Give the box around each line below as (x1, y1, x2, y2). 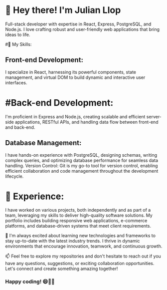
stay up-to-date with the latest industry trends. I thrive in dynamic (5, 238, 141, 244)
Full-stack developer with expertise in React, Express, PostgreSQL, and (5, 21, 152, 27)
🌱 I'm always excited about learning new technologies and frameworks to (5, 233, 156, 239)
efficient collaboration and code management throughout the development (5, 168, 159, 174)
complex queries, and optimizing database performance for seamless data (5, 157, 159, 163)
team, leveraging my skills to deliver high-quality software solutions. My (5, 212, 153, 219)
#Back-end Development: (5, 97, 114, 108)
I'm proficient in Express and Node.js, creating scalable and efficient (5, 113, 146, 119)
